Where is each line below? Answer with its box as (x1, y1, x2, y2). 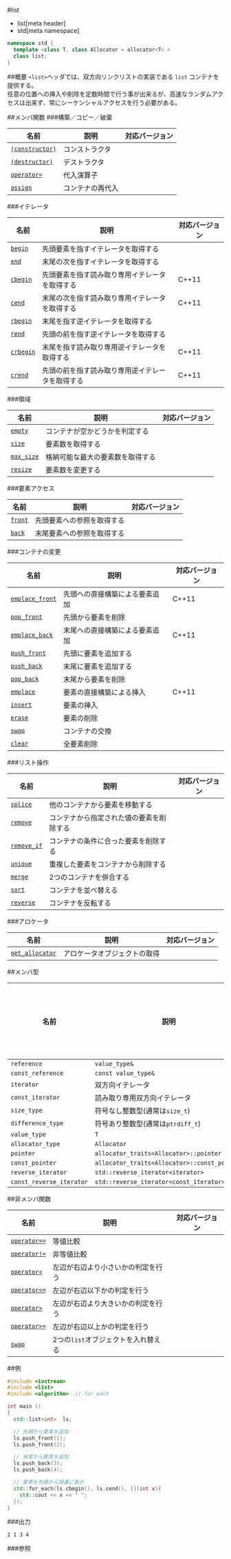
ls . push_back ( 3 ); (13, 1460, 63, 1467)
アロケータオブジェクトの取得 (63, 948, 160, 958)
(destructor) (10, 158, 54, 165)
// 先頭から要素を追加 (13, 1428, 69, 1435)
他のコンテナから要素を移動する (49, 800, 153, 809)
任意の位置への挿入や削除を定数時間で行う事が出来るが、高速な (7, 90, 188, 98)
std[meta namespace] (16, 27, 80, 34)
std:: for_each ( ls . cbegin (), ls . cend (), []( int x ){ (13, 1485, 162, 1492)
